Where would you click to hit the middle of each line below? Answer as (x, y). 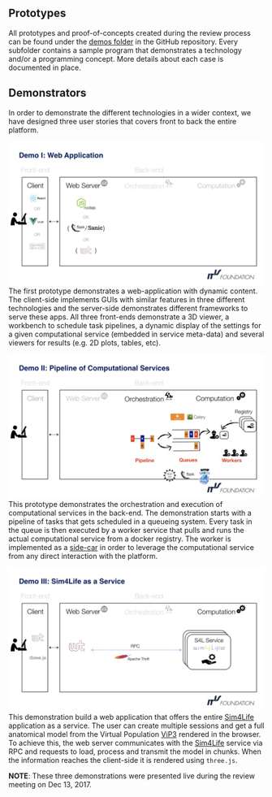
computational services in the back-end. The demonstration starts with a (130, 513)
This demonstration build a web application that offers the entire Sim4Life (131, 717)
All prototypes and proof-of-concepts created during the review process (130, 32)
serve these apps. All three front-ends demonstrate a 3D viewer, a (119, 317)
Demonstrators (47, 93)
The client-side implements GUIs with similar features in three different (127, 300)
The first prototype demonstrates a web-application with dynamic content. (133, 291)
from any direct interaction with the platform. (83, 556)
